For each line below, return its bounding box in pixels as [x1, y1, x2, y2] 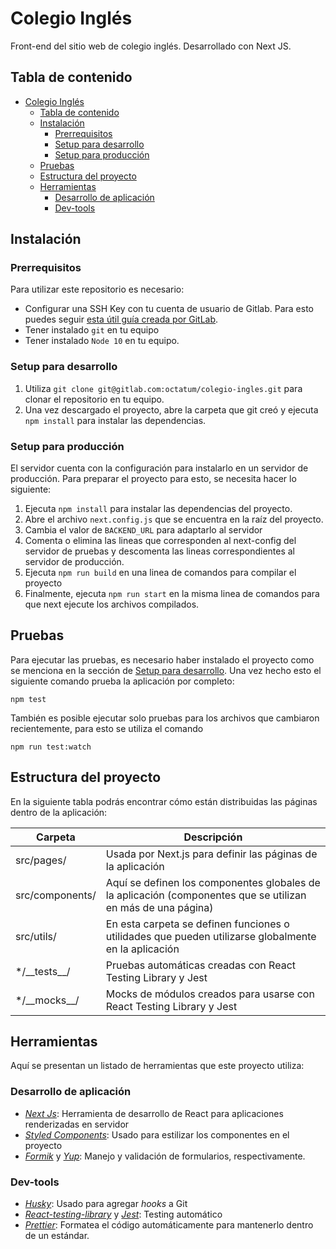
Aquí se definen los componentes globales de [105, 875, 321, 889]
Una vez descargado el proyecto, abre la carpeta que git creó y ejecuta [24, 403, 319, 416]
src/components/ [15, 888, 97, 902]
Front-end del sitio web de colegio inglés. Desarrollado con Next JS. [10, 40, 292, 52]
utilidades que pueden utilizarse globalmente [105, 929, 317, 943]
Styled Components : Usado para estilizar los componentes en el [24, 1128, 290, 1141]
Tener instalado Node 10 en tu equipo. [24, 335, 180, 347]
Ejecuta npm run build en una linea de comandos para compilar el [24, 567, 297, 579]
